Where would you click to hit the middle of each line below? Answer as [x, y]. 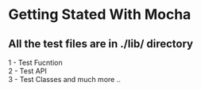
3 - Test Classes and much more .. [64, 79]
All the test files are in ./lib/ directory [100, 44]
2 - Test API [28, 71]
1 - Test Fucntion [35, 62]
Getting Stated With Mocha [100, 15]
